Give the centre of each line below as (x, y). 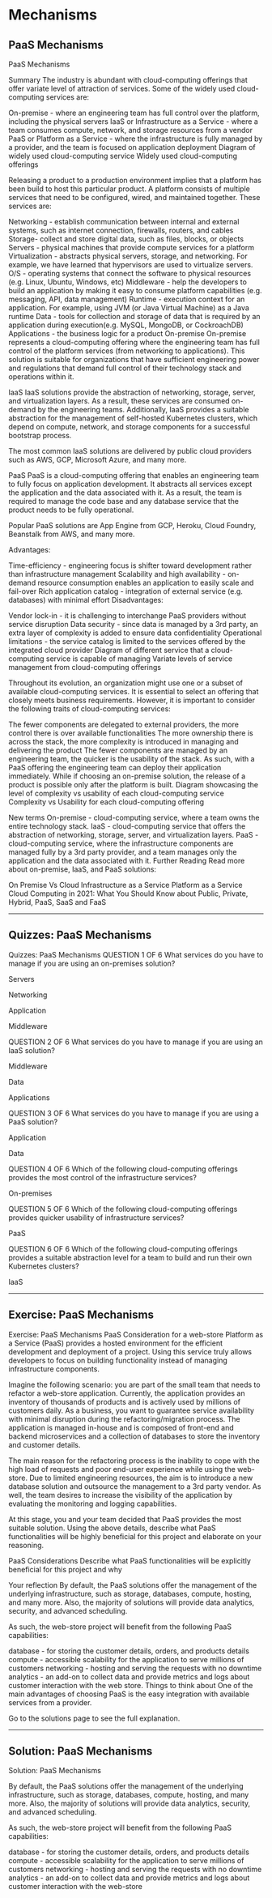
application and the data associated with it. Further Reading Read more (127, 861)
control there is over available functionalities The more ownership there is (131, 733)
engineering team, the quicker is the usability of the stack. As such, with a (132, 759)
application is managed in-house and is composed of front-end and (121, 1427)
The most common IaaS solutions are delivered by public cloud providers (130, 451)
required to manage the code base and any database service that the (123, 501)
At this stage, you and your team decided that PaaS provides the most (125, 1519)
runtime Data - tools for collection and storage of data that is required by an (134, 316)
